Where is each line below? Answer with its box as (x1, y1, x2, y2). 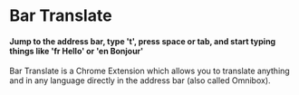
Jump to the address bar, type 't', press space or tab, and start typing (9, 35, 276, 46)
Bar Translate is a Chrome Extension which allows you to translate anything (9, 65, 290, 77)
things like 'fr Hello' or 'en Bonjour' (9, 45, 144, 56)
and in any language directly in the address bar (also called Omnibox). (9, 75, 271, 86)
